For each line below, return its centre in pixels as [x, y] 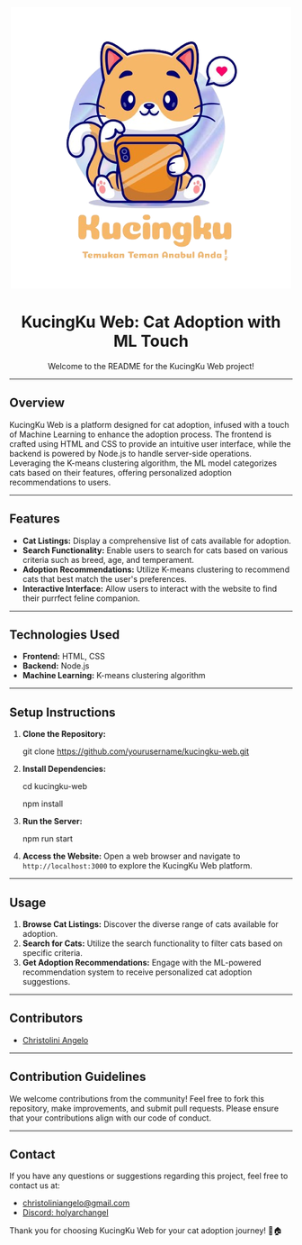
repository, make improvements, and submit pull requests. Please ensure [144, 1108]
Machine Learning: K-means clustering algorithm [114, 676]
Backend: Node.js [56, 666]
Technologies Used [64, 635]
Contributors [46, 1018]
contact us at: [35, 1186]
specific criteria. [52, 953]
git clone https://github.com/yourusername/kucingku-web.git [136, 751]
